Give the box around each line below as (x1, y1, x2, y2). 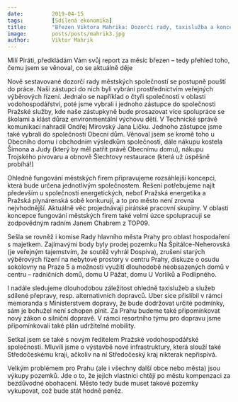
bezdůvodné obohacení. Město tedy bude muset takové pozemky (7, 379, 199, 388)
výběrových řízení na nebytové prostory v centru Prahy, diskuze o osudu (7, 255, 220, 264)
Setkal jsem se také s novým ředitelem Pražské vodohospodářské (7, 335, 199, 344)
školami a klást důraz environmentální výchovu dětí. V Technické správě (7, 115, 218, 124)
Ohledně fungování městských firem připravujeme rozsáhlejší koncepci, (7, 174, 217, 183)
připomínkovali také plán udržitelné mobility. (7, 321, 136, 330)
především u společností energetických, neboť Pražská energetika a (7, 189, 207, 197)
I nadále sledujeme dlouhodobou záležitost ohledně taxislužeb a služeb (7, 284, 215, 292)
